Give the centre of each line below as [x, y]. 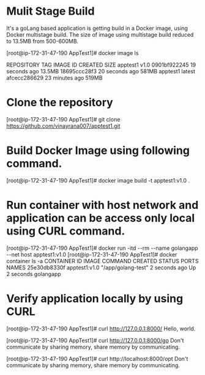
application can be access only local [101, 218]
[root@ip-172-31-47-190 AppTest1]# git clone [63, 119]
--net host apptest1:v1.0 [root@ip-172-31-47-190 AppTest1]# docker [92, 254]
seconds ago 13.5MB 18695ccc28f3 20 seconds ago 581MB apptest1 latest [101, 71]
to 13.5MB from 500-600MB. [43, 41]
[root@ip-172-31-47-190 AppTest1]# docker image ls [73, 53]
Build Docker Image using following [98, 151]
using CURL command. [66, 231]
